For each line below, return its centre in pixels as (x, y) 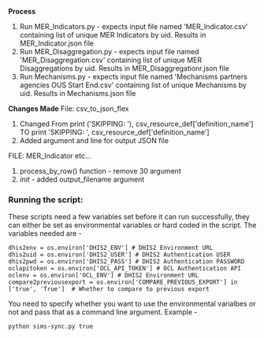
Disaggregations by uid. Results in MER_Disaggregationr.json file (125, 68)
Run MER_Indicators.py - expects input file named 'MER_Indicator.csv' (134, 26)
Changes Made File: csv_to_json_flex (69, 108)
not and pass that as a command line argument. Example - (103, 312)
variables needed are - (45, 233)
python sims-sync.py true (50, 327)
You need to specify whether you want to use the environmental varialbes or (132, 304)
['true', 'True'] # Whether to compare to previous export (109, 289)
